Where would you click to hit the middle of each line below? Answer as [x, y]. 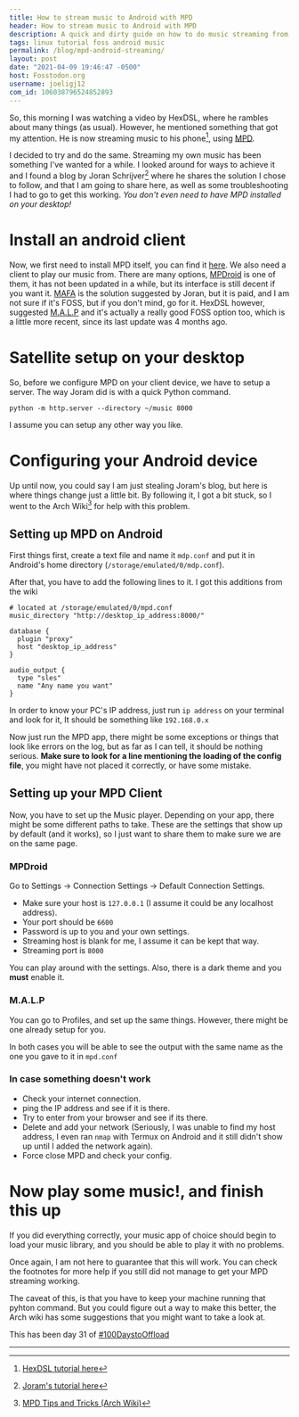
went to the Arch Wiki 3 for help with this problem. [100, 505]
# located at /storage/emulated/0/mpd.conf [91, 608]
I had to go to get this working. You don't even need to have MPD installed [145, 194]
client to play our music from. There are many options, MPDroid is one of [142, 274]
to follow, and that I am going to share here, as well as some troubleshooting [149, 185]
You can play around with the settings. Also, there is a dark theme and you [145, 968]
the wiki [24, 592]
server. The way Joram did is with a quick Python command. [120, 391]
